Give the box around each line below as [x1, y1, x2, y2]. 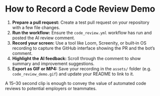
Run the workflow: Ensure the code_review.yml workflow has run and [12, 30, 152, 35]
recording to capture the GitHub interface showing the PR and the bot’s [12, 45, 155, 51]
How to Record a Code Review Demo [5, 3, 155, 15]
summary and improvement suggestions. [12, 61, 95, 66]
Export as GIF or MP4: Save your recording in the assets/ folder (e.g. [12, 65, 152, 71]
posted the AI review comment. [12, 35, 76, 41]
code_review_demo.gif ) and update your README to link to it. [12, 71, 134, 77]
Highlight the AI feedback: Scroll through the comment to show [12, 55, 141, 61]
